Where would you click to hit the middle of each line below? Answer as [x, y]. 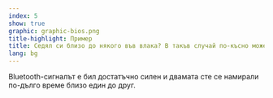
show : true [27, 23]
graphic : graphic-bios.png [54, 31]
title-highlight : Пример [50, 38]
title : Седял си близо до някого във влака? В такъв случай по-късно [129, 46]
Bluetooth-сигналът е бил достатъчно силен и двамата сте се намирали [134, 77]
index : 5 [23, 16]
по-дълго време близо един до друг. [72, 85]
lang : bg [23, 53]
